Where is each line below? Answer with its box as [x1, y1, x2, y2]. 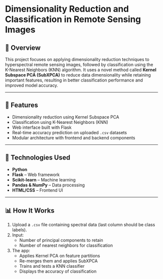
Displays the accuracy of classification [19, 268, 97, 274]
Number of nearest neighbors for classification [19, 242, 113, 248]
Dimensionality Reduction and [5, 3, 129, 15]
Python [12, 166, 28, 172]
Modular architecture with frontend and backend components [12, 135, 135, 140]
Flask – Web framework [12, 172, 60, 178]
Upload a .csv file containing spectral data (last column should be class [12, 222, 155, 228]
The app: [12, 248, 31, 254]
